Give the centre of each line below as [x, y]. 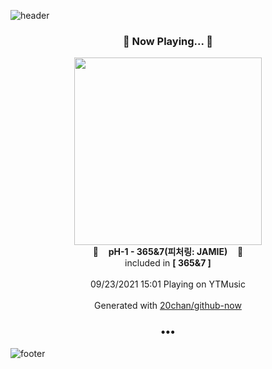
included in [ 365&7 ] [168, 263]
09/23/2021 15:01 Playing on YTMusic [168, 284]
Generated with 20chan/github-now [168, 306]
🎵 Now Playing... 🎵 [168, 41]
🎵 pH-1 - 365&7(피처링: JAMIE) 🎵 [168, 252]
